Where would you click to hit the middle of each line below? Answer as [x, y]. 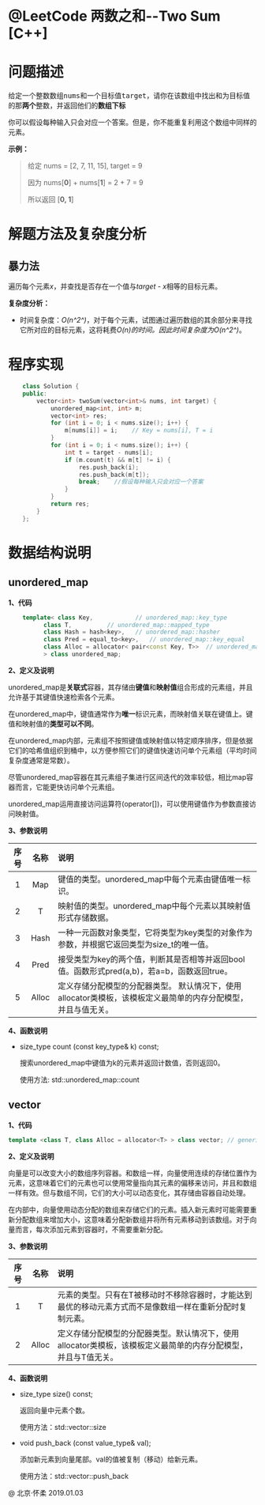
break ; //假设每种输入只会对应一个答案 [141, 482]
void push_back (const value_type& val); [85, 1443]
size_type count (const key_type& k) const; [89, 1046]
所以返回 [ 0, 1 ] [50, 199]
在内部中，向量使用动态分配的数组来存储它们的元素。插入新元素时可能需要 [129, 1209]
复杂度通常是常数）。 [41, 760]
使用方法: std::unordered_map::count [79, 1080]
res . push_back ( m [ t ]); [114, 475]
